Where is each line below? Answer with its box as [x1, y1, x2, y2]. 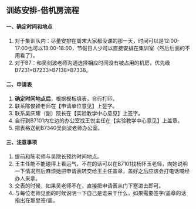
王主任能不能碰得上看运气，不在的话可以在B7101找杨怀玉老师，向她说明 [14, 160, 188, 167]
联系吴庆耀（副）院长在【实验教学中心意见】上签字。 [14, 109, 144, 117]
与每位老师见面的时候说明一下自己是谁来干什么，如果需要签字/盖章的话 [14, 190, 187, 196]
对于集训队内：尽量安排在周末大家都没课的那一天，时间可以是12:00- [14, 37, 180, 44]
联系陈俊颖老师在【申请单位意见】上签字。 [14, 102, 118, 109]
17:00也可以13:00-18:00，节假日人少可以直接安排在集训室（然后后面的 [14, 44, 185, 52]
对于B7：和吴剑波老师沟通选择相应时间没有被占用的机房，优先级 [14, 59, 170, 66]
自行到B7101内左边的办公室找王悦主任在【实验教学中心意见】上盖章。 [14, 117, 183, 124]
